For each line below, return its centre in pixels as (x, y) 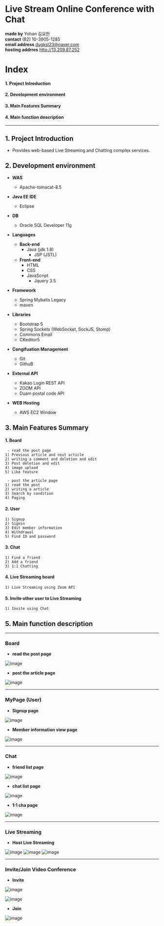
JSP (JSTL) (45, 254)
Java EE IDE (24, 196)
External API (25, 373)
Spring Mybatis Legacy (43, 300)
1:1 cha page (25, 805)
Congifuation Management (40, 349)
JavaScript (38, 275)
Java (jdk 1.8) (40, 249)
